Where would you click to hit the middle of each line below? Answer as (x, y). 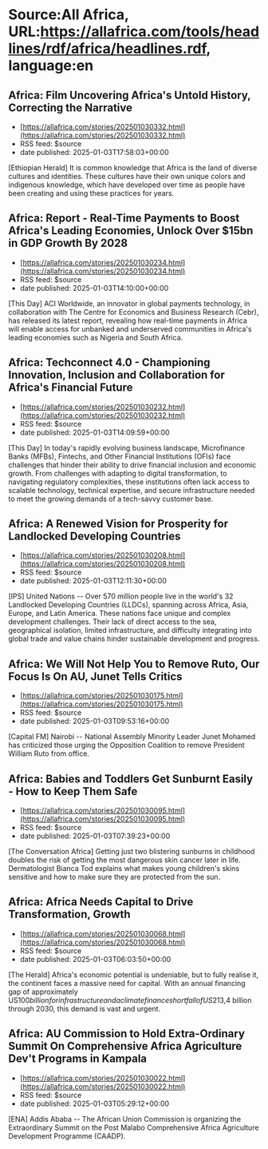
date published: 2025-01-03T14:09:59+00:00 (95, 432)
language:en (51, 66)
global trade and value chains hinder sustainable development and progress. (134, 639)
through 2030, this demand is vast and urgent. (85, 1008)
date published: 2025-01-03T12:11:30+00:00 (93, 581)
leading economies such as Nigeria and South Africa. (96, 337)
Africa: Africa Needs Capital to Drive (101, 902)
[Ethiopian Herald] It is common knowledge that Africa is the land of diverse (133, 168)
